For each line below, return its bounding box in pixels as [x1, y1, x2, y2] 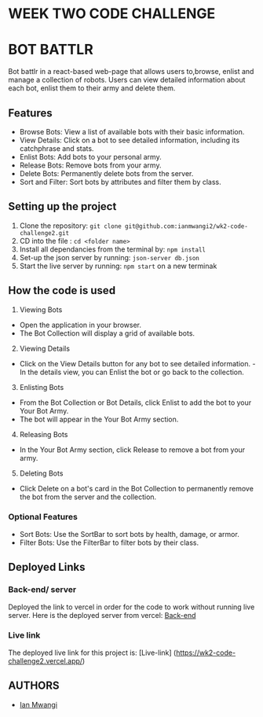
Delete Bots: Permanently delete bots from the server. [19, 168, 194, 178]
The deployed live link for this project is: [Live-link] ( [8, 648, 177, 657]
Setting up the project [8, 200, 117, 213]
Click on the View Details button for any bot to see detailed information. [19, 358, 251, 368]
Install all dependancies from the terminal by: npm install [19, 245, 206, 254]
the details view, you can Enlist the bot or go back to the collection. [27, 367, 245, 377]
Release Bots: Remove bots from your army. [19, 160, 162, 170]
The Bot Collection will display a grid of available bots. [19, 328, 195, 338]
